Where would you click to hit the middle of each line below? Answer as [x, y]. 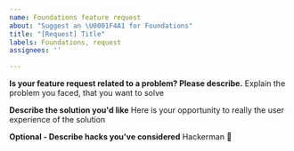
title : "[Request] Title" [57, 34]
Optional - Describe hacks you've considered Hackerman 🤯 [121, 137]
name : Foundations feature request [75, 17]
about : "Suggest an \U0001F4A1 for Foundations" [101, 26]
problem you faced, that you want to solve [87, 93]
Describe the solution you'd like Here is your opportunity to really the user [147, 110]
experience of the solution [57, 120]
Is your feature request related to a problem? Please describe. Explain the [147, 83]
